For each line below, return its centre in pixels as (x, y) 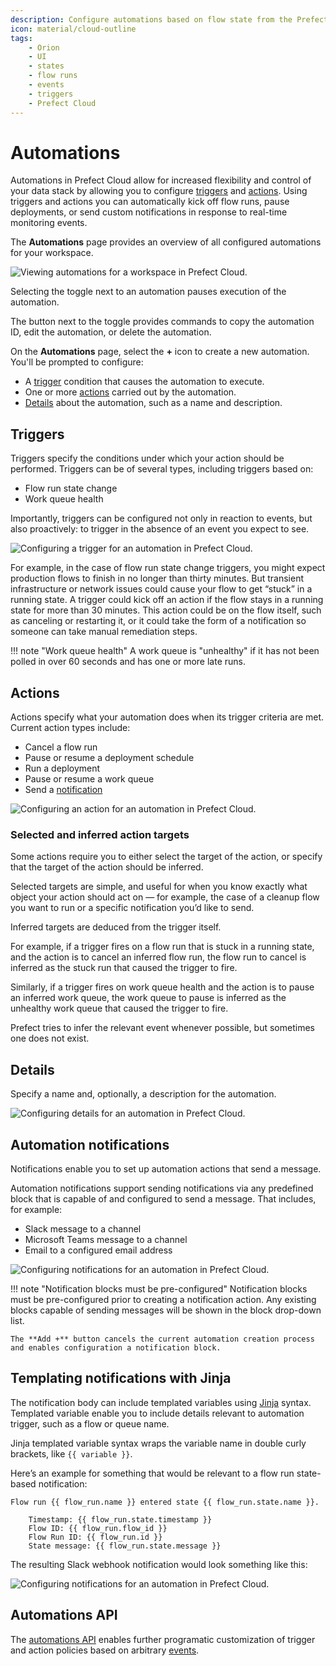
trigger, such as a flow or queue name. (90, 1423)
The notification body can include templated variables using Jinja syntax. (161, 1402)
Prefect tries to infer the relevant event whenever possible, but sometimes (162, 1028)
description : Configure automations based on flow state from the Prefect (169, 19)
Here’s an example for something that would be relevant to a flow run (152, 1473)
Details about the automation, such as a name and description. (153, 403)
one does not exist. (50, 1038)
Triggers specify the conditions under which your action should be (147, 458)
